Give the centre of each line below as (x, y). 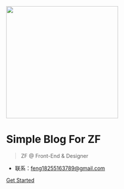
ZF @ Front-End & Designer (55, 156)
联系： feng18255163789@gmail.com (60, 168)
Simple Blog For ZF (54, 139)
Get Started (20, 180)
